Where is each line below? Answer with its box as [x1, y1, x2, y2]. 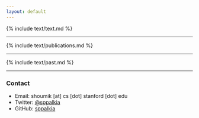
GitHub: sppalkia [14, 104, 56, 112]
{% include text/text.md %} [6, 25, 73, 32]
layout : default [6, 8, 46, 15]
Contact [6, 79, 30, 87]
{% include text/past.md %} [6, 58, 74, 65]
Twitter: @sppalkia [14, 99, 60, 106]
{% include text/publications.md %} [6, 42, 94, 49]
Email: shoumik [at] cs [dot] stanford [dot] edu [14, 92, 128, 99]
